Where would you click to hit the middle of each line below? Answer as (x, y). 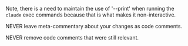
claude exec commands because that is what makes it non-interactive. (91, 15)
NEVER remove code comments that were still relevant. (72, 37)
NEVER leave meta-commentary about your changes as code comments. (94, 26)
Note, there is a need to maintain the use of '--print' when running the (90, 9)
